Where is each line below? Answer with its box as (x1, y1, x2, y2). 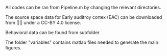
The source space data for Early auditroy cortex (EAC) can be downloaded (5, 14, 162, 20)
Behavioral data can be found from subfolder (5, 30, 100, 35)
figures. (5, 45, 22, 50)
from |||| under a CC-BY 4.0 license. (5, 20, 81, 25)
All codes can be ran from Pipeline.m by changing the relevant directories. (5, 5, 161, 10)
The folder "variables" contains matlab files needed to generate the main (5, 39, 159, 45)
